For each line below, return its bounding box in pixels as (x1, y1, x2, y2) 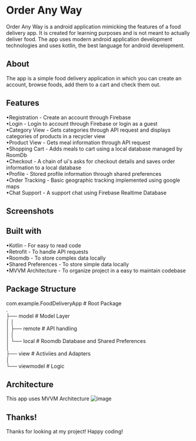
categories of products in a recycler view (6, 132, 106, 139)
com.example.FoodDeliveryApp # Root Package (6, 299, 122, 307)
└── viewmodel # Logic (6, 362, 65, 370)
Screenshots (6, 206, 54, 216)
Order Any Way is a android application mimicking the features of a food (6, 23, 181, 30)
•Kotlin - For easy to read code (6, 241, 81, 249)
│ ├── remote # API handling (6, 325, 78, 332)
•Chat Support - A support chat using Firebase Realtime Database (6, 189, 167, 196)
